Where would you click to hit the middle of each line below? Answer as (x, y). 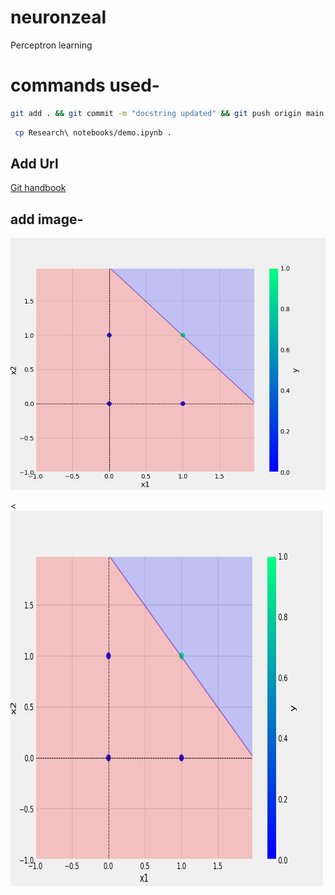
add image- (47, 219)
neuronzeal (58, 17)
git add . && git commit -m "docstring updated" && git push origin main (167, 113)
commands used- (85, 85)
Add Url (34, 164)
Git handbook (38, 188)
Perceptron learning (51, 45)
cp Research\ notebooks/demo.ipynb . (93, 132)
